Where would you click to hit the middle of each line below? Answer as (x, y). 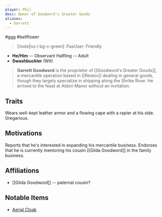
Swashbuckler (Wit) (33, 61)
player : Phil (18, 9)
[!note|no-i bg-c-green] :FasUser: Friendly (59, 46)
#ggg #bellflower (22, 37)
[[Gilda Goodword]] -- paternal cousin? (51, 182)
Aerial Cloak (24, 209)
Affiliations (22, 171)
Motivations (24, 134)
